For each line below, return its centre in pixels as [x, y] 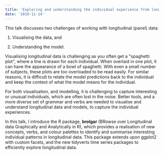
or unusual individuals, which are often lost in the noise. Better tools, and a [80, 96]
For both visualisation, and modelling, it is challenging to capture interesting [81, 91]
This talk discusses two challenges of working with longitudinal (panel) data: [82, 28]
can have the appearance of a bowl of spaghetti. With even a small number [81, 67]
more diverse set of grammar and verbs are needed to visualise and [73, 102]
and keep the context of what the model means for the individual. [71, 82]
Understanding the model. [38, 47]
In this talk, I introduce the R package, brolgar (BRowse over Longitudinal [79, 121]
